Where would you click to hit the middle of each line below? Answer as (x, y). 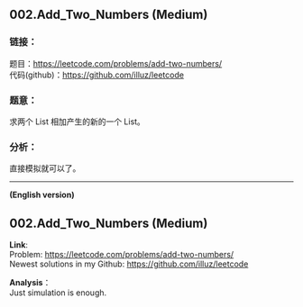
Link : (19, 245)
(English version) (42, 195)
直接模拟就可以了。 (45, 168)
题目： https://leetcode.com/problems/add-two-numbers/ (116, 63)
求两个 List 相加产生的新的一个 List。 (78, 122)
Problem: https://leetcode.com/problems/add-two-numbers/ (122, 255)
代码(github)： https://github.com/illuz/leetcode (97, 75)
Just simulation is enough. (58, 293)
